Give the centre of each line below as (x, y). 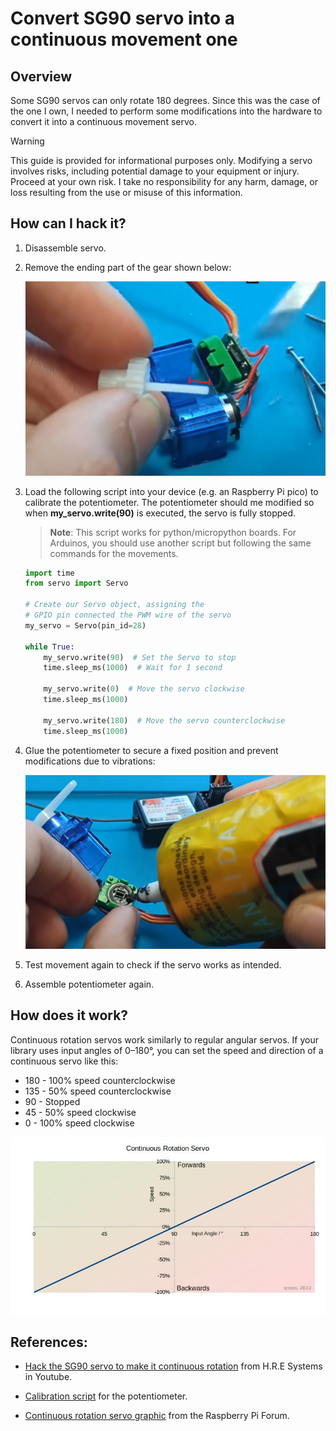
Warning (27, 141)
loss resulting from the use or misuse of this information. (126, 192)
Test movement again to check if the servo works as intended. (153, 964)
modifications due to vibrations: (90, 761)
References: (49, 1342)
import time (49, 573)
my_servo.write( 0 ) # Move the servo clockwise (144, 689)
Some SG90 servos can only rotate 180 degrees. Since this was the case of (165, 100)
